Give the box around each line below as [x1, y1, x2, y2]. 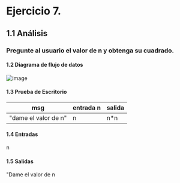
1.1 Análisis [6, 28, 48, 39]
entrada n [73, 104, 101, 112]
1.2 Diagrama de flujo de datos [6, 61, 83, 69]
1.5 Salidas [6, 158, 34, 165]
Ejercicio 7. [6, 4, 62, 18]
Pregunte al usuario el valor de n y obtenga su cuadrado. [6, 46, 174, 55]
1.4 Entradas [6, 131, 38, 138]
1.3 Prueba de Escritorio [6, 88, 67, 96]
